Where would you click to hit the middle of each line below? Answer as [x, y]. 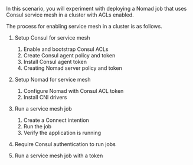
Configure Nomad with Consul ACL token [73, 91]
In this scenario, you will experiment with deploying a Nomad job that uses [97, 9]
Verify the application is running [62, 133]
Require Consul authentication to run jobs [65, 144]
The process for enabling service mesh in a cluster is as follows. [84, 26]
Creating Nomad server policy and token [73, 68]
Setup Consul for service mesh [52, 38]
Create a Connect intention [56, 120]
